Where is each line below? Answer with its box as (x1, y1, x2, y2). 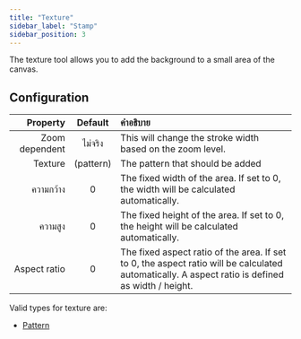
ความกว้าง (30, 183, 65, 196)
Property (26, 117, 65, 129)
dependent (19, 143, 65, 155)
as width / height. (120, 280, 193, 292)
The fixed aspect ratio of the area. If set (120, 246, 287, 258)
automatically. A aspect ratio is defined (120, 268, 284, 281)
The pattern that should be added (120, 158, 262, 170)
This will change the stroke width (120, 132, 260, 144)
